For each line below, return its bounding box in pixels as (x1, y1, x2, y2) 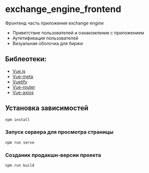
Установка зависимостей (5, 104, 89, 112)
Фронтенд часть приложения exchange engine (5, 20, 104, 26)
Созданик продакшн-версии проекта (5, 151, 101, 158)
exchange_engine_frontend (5, 3, 122, 15)
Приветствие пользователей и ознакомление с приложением (12, 29, 145, 35)
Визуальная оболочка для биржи (12, 40, 83, 46)
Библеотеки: (5, 55, 47, 63)
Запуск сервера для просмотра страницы (5, 128, 114, 135)
